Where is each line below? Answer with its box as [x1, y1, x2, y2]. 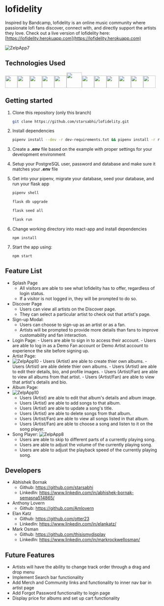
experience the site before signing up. [12, 348, 89, 354]
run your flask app [12, 181, 50, 187]
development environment [12, 151, 66, 158]
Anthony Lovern [12, 500, 45, 506]
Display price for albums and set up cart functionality [12, 595, 120, 601]
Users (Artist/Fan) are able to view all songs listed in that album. [19, 415, 149, 421]
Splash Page [12, 280, 38, 286]
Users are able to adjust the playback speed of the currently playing [19, 447, 157, 453]
